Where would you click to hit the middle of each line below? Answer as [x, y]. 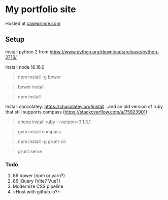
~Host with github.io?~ [37, 192]
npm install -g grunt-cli [42, 141]
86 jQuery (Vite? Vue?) [37, 181]
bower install [31, 87]
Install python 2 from [27, 51]
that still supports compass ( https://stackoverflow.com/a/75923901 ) [76, 112]
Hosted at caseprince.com [33, 23]
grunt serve [30, 151]
